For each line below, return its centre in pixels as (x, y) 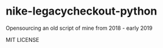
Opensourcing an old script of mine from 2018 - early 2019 (79, 28)
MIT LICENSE (23, 39)
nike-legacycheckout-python (81, 11)
